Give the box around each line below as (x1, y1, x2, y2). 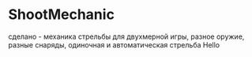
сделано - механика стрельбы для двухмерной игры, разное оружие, (8, 32, 245, 41)
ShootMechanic (8, 6, 115, 24)
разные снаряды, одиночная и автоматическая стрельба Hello (8, 40, 220, 49)
